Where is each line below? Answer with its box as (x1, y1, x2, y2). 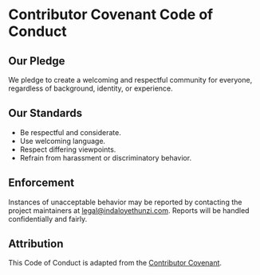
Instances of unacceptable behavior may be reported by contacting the (8, 197, 242, 207)
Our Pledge (8, 54, 65, 68)
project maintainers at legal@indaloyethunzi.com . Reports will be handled (8, 205, 250, 215)
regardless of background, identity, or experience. (8, 83, 173, 93)
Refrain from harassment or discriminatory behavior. (19, 153, 192, 162)
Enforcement (8, 176, 74, 190)
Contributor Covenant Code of (8, 6, 214, 24)
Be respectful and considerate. (19, 127, 121, 137)
